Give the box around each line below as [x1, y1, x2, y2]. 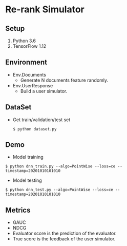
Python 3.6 [12, 37, 36, 44]
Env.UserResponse [12, 82, 53, 88]
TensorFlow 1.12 [12, 43, 47, 49]
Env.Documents [12, 71, 46, 78]
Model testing [12, 177, 42, 183]
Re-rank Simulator [5, 4, 84, 15]
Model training [12, 154, 44, 160]
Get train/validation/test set [12, 117, 71, 123]
